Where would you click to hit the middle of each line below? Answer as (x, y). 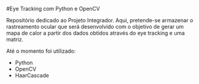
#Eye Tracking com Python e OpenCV (53, 9)
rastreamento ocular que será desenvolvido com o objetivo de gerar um (95, 27)
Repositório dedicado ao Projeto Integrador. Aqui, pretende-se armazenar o (100, 20)
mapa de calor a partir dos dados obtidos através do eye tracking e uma (96, 33)
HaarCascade (32, 75)
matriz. (15, 39)
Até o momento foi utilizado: (41, 51)
